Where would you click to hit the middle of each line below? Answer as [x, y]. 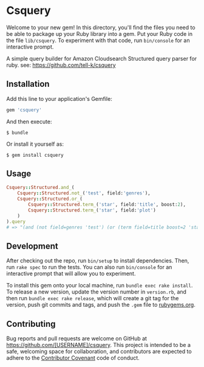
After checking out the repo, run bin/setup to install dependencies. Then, [98, 261]
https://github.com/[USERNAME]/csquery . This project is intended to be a [99, 345]
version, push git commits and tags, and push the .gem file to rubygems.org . [101, 305]
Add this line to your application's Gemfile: [59, 98]
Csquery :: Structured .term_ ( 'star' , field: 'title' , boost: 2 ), [107, 205]
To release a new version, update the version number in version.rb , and [97, 292]
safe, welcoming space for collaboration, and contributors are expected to [99, 352]
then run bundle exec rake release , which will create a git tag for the [93, 298]
